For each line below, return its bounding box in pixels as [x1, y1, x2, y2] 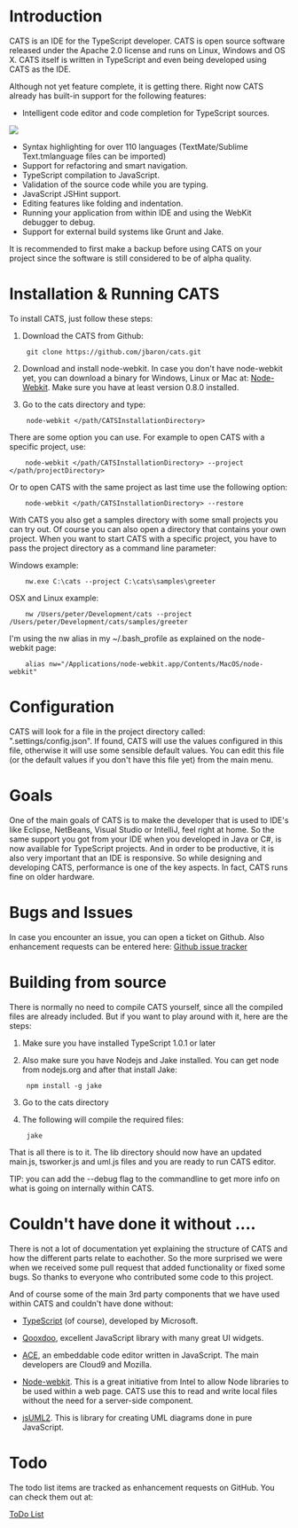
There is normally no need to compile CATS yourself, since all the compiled [9, 1001, 284, 1012]
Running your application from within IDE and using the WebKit [21, 207, 252, 218]
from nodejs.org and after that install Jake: [21, 1064, 177, 1075]
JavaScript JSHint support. [21, 188, 122, 199]
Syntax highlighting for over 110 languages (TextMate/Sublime [21, 141, 248, 152]
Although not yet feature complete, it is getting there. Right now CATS [9, 81, 264, 91]
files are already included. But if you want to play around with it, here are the [9, 1011, 288, 1022]
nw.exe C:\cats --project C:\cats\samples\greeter [25, 576, 216, 586]
